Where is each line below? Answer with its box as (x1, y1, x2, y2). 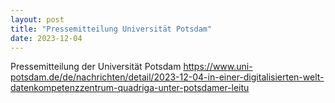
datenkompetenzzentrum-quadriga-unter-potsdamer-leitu (10, 82, 250, 94)
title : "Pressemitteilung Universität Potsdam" (10, 24, 213, 34)
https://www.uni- (183, 61, 253, 73)
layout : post (10, 14, 65, 25)
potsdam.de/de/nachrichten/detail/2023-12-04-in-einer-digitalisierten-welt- (10, 71, 325, 83)
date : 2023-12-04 (10, 33, 83, 43)
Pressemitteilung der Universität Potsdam (10, 61, 182, 73)
